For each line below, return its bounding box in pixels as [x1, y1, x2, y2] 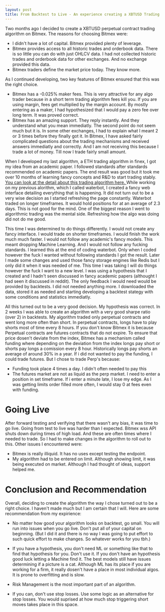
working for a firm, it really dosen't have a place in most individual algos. [12, 567, 160, 572]
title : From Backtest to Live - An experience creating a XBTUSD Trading [5, 12, 160, 17]
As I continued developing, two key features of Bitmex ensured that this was [5, 76, 160, 82]
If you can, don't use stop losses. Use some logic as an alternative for [12, 591, 154, 597]
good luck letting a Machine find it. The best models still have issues [12, 556, 151, 562]
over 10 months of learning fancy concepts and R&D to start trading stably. [5, 174, 157, 180]
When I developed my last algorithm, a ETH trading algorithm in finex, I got [5, 158, 156, 164]
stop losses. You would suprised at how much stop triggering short [12, 596, 149, 602]
